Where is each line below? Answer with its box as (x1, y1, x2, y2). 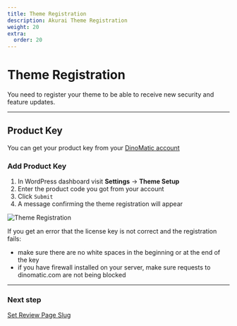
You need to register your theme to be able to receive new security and (7, 90, 214, 99)
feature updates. (7, 98, 56, 107)
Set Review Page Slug (7, 311, 71, 320)
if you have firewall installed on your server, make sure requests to (17, 263, 211, 272)
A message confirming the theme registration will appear (17, 200, 183, 208)
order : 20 (13, 37, 42, 44)
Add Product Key (7, 161, 67, 171)
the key (17, 255, 39, 265)
